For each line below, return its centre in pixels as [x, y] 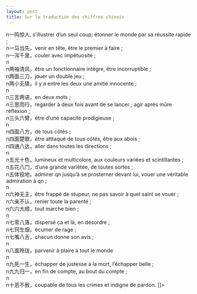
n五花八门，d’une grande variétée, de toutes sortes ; [69, 167]
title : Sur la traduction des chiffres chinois [65, 17]
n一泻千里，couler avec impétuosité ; [51, 55]
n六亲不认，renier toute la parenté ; [49, 201]
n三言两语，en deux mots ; [38, 97]
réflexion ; [18, 111]
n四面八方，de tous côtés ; [38, 131]
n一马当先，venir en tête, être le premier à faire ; [64, 48]
